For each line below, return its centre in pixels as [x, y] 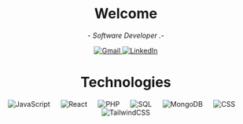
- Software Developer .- [126, 35]
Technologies [126, 82]
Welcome [126, 14]
